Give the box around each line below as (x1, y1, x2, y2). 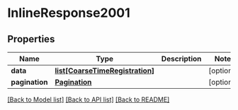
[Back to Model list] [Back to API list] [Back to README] (7, 95, 170, 104)
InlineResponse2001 (7, 5, 131, 21)
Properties (7, 33, 55, 45)
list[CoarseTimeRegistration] (55, 66, 154, 75)
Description (161, 54, 202, 63)
